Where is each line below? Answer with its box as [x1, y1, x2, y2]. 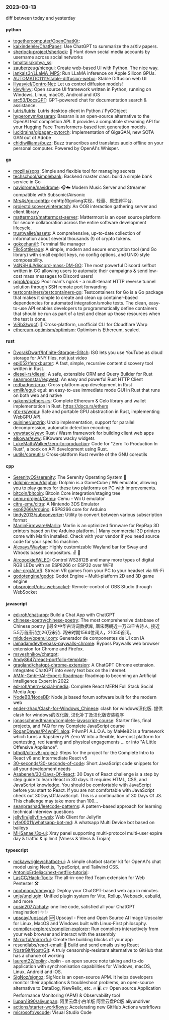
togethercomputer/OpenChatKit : [13, 38, 80, 44]
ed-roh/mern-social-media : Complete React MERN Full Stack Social [13, 683, 153, 690]
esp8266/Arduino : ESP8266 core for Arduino [13, 506, 107, 513]
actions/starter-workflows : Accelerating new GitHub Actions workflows [13, 1004, 161, 1010]
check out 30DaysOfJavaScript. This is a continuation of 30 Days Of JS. [13, 793, 162, 799]
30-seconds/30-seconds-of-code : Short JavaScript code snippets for [13, 760, 159, 767]
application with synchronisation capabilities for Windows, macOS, [13, 963, 151, 969]
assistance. [13, 102, 37, 108]
